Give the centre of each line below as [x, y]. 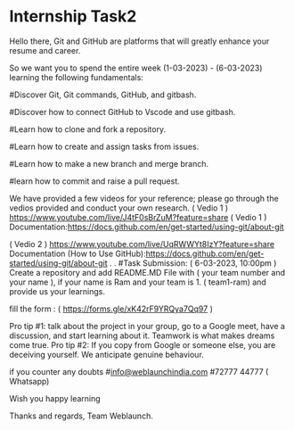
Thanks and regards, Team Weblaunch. [81, 416]
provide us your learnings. [57, 291]
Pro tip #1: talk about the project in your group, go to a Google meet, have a [147, 326]
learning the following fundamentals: [77, 77]
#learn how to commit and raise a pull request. [94, 181]
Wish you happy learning [55, 398]
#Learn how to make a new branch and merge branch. [109, 163]
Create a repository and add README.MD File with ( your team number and [147, 272]
